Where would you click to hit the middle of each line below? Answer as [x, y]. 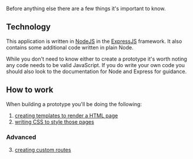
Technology [29, 27]
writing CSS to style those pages [54, 122]
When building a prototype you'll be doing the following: [74, 104]
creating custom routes [43, 150]
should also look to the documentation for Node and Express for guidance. [96, 71]
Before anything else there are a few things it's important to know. [86, 9]
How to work [30, 90]
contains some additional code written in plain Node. [70, 47]
